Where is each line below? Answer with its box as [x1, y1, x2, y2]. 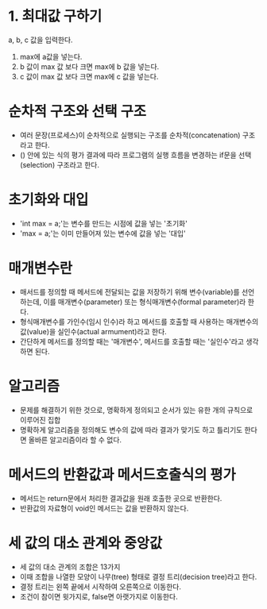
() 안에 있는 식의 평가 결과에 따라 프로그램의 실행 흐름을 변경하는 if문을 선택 [19, 150, 252, 160]
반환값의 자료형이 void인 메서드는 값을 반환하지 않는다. [19, 503, 189, 513]
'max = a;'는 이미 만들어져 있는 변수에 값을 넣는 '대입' [19, 228, 186, 238]
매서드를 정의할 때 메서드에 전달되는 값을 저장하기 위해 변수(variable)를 [19, 287, 240, 296]
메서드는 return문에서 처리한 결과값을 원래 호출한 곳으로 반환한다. [19, 493, 222, 503]
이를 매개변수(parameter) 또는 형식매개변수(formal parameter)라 [43, 297, 246, 306]
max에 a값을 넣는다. [19, 52, 83, 61]
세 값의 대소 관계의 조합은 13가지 [19, 561, 121, 572]
